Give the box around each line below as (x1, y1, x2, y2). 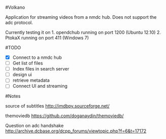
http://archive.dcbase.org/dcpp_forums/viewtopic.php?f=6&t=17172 (5, 128, 147, 134)
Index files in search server (12, 66, 69, 72)
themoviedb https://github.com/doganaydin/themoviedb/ (5, 113, 124, 119)
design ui (12, 72, 32, 78)
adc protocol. (5, 20, 33, 25)
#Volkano (5, 5, 25, 10)
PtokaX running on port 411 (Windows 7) (5, 35, 89, 41)
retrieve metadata (12, 77, 50, 83)
